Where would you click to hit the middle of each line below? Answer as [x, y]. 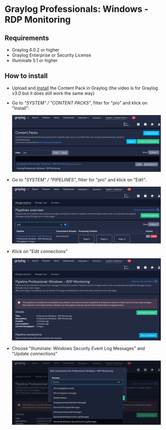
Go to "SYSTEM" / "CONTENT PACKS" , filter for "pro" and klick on [80, 103]
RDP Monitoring [38, 20]
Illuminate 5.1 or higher [35, 60]
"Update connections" [34, 354]
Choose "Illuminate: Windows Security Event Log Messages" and [78, 348]
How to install [26, 76]
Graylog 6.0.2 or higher [35, 50]
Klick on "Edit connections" [40, 251]
